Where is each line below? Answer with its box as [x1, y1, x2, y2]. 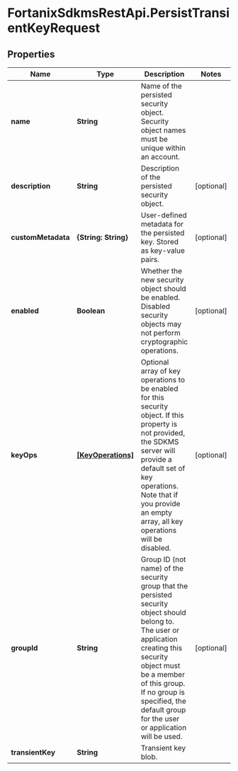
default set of [140, 464, 186, 473]
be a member [140, 670, 186, 679]
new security [140, 275, 184, 285]
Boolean [76, 306, 106, 316]
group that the [140, 581, 188, 590]
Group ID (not [140, 554, 186, 564]
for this [140, 393, 164, 402]
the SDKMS [140, 437, 179, 447]
